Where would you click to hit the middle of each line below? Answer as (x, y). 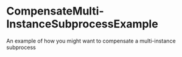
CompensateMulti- (55, 11)
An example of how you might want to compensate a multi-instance (91, 41)
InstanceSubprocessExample (82, 24)
